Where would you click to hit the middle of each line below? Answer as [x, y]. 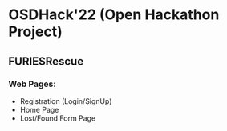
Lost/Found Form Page [58, 118]
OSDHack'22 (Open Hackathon [114, 15]
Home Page [39, 109]
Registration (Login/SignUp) [66, 101]
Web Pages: [32, 84]
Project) [35, 32]
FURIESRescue [46, 61]
